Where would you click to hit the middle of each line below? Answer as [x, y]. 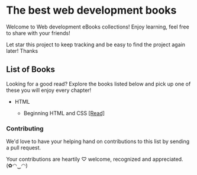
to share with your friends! [38, 33]
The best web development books [91, 10]
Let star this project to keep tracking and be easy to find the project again [96, 44]
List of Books [30, 70]
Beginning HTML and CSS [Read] [64, 113]
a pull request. [24, 148]
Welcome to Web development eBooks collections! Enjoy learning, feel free [98, 27]
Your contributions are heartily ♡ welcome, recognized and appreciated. [95, 159]
